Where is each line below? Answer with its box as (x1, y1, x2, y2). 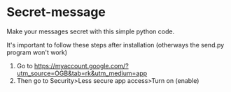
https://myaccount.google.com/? (34, 61, 129, 70)
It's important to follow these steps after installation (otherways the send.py (6, 40, 225, 49)
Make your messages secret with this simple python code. (6, 27, 175, 36)
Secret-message (6, 4, 106, 20)
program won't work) (6, 48, 68, 56)
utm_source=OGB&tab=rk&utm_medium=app (16, 69, 148, 77)
